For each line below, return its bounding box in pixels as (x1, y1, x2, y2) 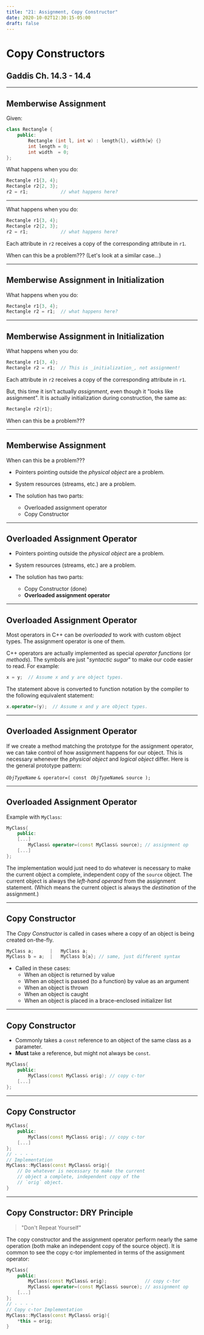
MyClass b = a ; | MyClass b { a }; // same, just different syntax (6, 953, 181, 960)
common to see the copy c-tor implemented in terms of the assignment (6, 1248, 185, 1256)
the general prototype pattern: (6, 761, 82, 769)
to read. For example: (6, 663, 59, 670)
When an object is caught (24, 991, 89, 998)
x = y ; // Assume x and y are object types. (6, 674, 123, 680)
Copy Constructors (6, 46, 105, 60)
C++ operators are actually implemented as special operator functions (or (6, 650, 191, 657)
